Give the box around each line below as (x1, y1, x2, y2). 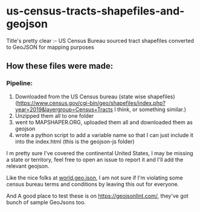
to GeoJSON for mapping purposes (6, 43, 95, 51)
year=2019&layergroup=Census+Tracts (15, 106, 113, 113)
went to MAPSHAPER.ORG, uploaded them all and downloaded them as (15, 118, 193, 126)
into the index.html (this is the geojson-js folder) (15, 138, 135, 145)
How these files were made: (6, 61, 114, 71)
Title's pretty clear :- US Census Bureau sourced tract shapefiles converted (6, 37, 195, 44)
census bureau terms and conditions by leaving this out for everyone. (6, 180, 179, 188)
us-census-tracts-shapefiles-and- (6, 4, 185, 18)
